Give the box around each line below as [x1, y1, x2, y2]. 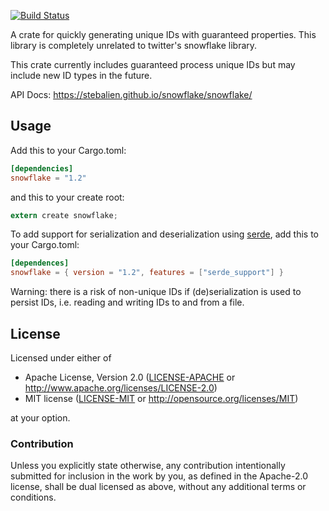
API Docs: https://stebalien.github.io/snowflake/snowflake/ [10, 89, 253, 100]
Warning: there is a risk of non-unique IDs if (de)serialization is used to [10, 286, 302, 298]
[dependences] [10, 258, 70, 269]
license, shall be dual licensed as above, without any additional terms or [10, 481, 307, 493]
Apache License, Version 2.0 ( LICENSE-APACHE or [24, 371, 236, 383]
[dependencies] [10, 163, 74, 174]
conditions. [10, 491, 57, 504]
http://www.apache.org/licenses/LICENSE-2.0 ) [24, 382, 218, 394]
